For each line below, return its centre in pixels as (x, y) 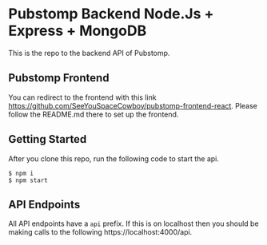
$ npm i (21, 173)
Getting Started (48, 139)
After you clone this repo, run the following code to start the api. (114, 158)
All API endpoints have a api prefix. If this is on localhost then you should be (133, 223)
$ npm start (28, 180)
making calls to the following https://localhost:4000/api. (100, 232)
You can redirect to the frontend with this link (83, 97)
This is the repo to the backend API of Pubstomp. (89, 53)
